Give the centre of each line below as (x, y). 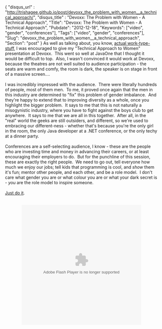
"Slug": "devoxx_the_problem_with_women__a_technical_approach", (73, 38)
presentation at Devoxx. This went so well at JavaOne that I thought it (75, 53)
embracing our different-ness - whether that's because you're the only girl (79, 126)
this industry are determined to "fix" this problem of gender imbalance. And (81, 95)
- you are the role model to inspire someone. (49, 182)
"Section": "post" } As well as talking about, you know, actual (66, 43)
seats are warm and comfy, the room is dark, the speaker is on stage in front (81, 69)
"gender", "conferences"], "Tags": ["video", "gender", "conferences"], (75, 33)
